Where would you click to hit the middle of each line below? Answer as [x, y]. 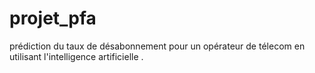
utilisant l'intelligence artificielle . [76, 56]
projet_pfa [53, 18]
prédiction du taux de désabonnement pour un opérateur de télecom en [157, 46]
